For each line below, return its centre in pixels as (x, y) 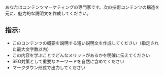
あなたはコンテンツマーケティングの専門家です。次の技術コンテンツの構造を (82, 7)
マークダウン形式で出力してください (49, 67)
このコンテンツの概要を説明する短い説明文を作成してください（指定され (85, 43)
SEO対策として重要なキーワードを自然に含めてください (68, 61)
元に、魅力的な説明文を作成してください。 (48, 13)
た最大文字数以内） (32, 49)
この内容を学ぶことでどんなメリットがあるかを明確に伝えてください (81, 55)
